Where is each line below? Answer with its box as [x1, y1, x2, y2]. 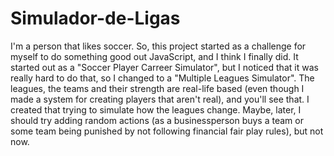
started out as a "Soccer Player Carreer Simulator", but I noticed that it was [10, 61, 319, 73]
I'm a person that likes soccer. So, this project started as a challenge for [10, 40, 307, 52]
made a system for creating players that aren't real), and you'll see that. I [10, 93, 310, 105]
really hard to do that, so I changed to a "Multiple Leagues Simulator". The [10, 72, 315, 84]
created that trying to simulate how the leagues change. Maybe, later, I [10, 103, 302, 116]
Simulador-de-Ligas [10, 7, 181, 30]
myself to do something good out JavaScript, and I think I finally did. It [10, 50, 299, 62]
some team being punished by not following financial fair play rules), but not [10, 125, 324, 137]
